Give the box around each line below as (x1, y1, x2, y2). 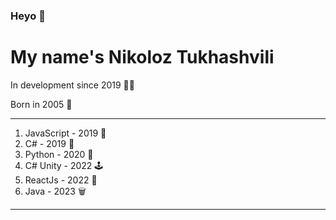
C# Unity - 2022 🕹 (24, 159, 104, 171)
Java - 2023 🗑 (24, 185, 87, 197)
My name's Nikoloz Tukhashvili (10, 46, 275, 69)
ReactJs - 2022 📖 (24, 174, 98, 186)
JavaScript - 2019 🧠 (24, 127, 107, 139)
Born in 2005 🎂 (10, 98, 73, 110)
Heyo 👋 (10, 9, 46, 23)
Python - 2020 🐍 (24, 148, 94, 160)
